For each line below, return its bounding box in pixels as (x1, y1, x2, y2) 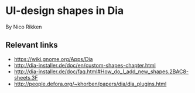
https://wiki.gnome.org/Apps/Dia (13, 55, 93, 62)
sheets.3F (13, 74, 39, 81)
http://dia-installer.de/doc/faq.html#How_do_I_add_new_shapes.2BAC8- (13, 68, 189, 75)
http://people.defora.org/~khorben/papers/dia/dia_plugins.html (13, 80, 167, 87)
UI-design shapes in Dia (5, 4, 124, 17)
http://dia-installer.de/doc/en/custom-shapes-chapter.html (13, 62, 156, 69)
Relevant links (5, 40, 58, 50)
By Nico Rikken (5, 23, 42, 30)
